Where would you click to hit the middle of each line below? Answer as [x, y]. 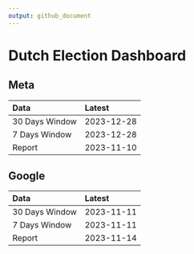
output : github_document [50, 16]
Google [27, 176]
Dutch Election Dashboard [97, 55]
